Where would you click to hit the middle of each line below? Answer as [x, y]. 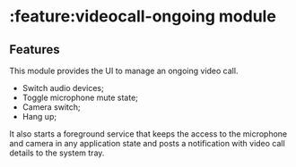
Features [35, 50]
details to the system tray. [57, 153]
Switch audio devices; [63, 88]
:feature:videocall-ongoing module [143, 17]
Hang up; [39, 117]
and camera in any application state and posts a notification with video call [147, 143]
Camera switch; [51, 107]
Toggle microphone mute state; [80, 97]
